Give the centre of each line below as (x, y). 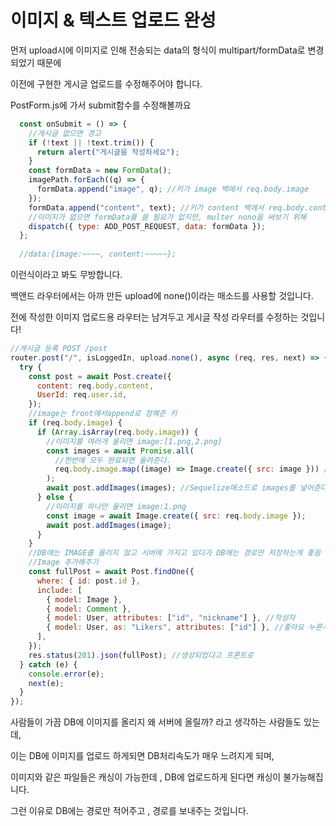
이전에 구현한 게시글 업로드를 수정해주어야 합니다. (106, 83)
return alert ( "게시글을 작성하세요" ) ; (108, 152)
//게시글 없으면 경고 (65, 133)
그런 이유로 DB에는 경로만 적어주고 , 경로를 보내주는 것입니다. (129, 811)
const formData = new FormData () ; (100, 171)
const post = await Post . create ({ (100, 376)
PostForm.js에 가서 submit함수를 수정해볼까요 (101, 105)
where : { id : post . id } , (88, 581)
